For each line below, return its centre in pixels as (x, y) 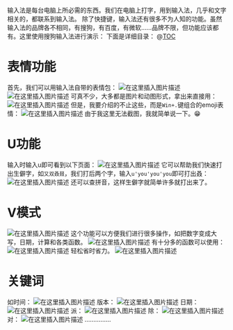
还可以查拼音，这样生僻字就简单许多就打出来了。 (140, 182)
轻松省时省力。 (92, 250)
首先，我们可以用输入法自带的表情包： (62, 87)
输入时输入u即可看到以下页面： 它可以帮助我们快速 (112, 165)
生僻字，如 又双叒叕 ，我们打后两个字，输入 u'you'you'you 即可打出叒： (111, 173)
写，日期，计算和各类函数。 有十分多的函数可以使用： (116, 242)
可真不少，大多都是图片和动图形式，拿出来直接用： (144, 96)
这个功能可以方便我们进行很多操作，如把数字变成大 (144, 233)
